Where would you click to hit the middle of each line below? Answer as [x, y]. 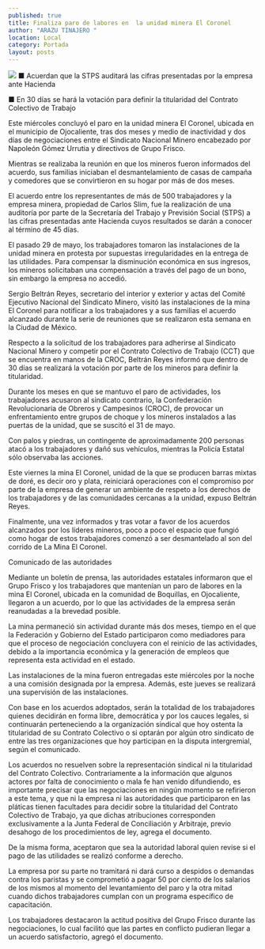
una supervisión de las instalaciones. [68, 692]
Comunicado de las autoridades [60, 562]
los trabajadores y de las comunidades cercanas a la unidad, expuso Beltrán [132, 498]
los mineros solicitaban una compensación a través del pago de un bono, [127, 270]
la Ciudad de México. [43, 327]
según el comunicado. [44, 749]
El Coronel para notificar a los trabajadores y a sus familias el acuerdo [122, 310]
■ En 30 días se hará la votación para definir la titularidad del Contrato [123, 99]
